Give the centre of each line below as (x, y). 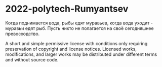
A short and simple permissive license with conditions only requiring (76, 43)
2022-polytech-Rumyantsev (67, 9)
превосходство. (23, 33)
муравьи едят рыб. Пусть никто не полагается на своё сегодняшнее (79, 28)
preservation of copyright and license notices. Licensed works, (71, 49)
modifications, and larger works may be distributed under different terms (81, 54)
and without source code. (32, 59)
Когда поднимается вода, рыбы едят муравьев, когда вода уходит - (79, 23)
